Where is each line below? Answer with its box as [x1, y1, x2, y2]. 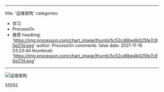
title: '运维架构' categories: [5, 10, 59, 16]
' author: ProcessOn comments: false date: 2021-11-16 [34, 42, 143, 48]
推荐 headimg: [12, 32, 41, 37]
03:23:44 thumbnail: [12, 48, 54, 54]
